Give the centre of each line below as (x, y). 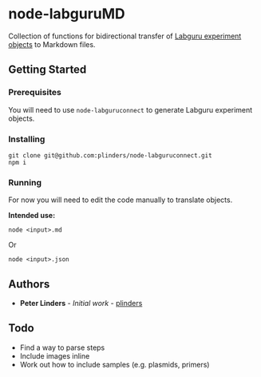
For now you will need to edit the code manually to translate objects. (121, 200)
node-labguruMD (67, 14)
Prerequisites (35, 93)
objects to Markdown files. (52, 44)
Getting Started (47, 70)
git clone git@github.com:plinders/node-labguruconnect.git (111, 155)
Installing (27, 139)
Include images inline (55, 355)
